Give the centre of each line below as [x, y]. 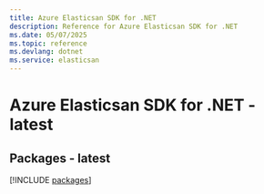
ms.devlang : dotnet [46, 52]
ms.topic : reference [49, 43]
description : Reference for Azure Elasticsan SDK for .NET [124, 26]
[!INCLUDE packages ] [51, 180]
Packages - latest [60, 158]
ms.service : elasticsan [55, 60]
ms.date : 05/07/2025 [49, 35]
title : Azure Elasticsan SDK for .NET [83, 18]
